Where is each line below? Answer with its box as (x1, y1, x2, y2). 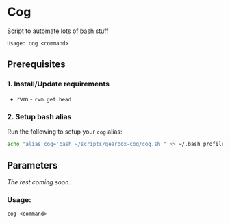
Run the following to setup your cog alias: (7, 127, 123, 136)
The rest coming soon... (7, 177, 74, 186)
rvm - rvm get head (16, 95, 72, 103)
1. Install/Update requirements (7, 79, 110, 89)
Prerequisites (7, 59, 66, 71)
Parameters (7, 160, 58, 171)
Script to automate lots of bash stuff (7, 27, 109, 35)
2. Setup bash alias (7, 112, 72, 121)
